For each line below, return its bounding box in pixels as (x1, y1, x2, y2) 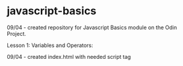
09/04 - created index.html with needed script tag (7, 53, 131, 60)
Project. (7, 30, 26, 37)
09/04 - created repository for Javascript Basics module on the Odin (7, 24, 177, 31)
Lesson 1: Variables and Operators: (7, 42, 93, 49)
